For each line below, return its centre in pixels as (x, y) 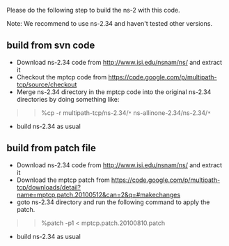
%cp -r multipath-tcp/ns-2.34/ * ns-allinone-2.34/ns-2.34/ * (126, 113)
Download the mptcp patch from (63, 180)
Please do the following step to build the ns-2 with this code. (93, 10)
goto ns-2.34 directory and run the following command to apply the (113, 202)
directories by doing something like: (68, 99)
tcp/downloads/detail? (49, 187)
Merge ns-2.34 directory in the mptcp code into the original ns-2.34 (114, 92)
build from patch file (52, 148)
